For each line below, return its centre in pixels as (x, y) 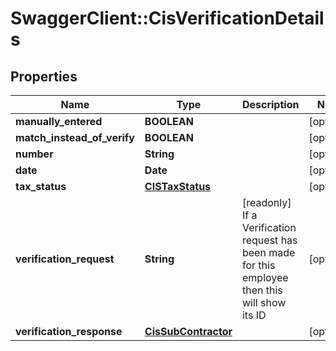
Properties (44, 76)
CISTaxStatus (178, 186)
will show (264, 302)
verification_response (69, 331)
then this (262, 290)
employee (265, 277)
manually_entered (59, 121)
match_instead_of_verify (75, 137)
